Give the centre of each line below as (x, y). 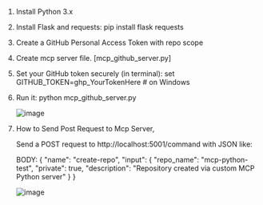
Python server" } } (46, 177)
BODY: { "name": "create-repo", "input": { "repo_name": (108, 160)
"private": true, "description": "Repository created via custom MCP (145, 168)
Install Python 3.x (44, 12)
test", (24, 168)
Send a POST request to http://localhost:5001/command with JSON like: (134, 144)
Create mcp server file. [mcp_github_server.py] (94, 58)
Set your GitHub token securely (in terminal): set (95, 74)
